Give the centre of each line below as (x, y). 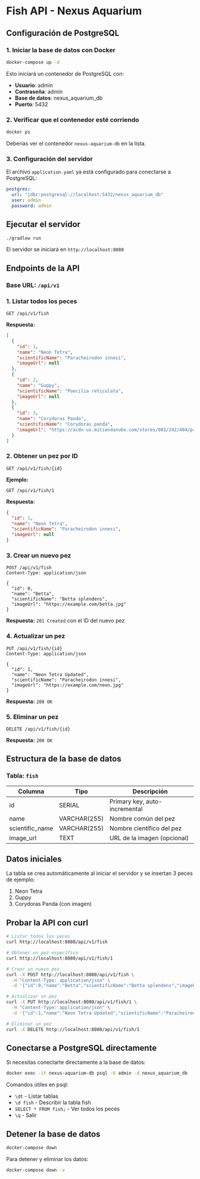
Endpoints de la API (43, 268)
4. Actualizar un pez (36, 636)
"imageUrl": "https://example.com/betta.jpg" (69, 604)
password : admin (32, 206)
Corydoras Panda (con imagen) (53, 904)
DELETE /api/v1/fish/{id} (38, 729)
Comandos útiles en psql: (37, 1085)
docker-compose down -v (36, 1170)
